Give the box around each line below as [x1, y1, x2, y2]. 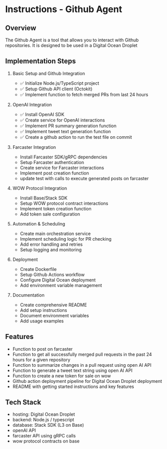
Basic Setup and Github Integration [12, 70, 86, 76]
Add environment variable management [20, 282, 102, 288]
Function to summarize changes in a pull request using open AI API [12, 362, 152, 368]
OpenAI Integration [12, 101, 52, 107]
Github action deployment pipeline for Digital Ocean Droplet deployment [12, 378, 162, 384]
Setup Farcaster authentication [20, 159, 85, 165]
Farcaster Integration [12, 144, 56, 150]
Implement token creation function [20, 205, 92, 211]
